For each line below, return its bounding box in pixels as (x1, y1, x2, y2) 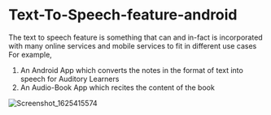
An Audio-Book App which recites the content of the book (20, 83, 216, 92)
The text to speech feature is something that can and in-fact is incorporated (8, 32, 263, 42)
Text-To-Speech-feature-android (8, 6, 238, 24)
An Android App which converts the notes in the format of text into (20, 65, 244, 75)
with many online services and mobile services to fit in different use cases (8, 40, 257, 50)
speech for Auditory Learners (20, 74, 120, 83)
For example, (8, 49, 53, 59)
